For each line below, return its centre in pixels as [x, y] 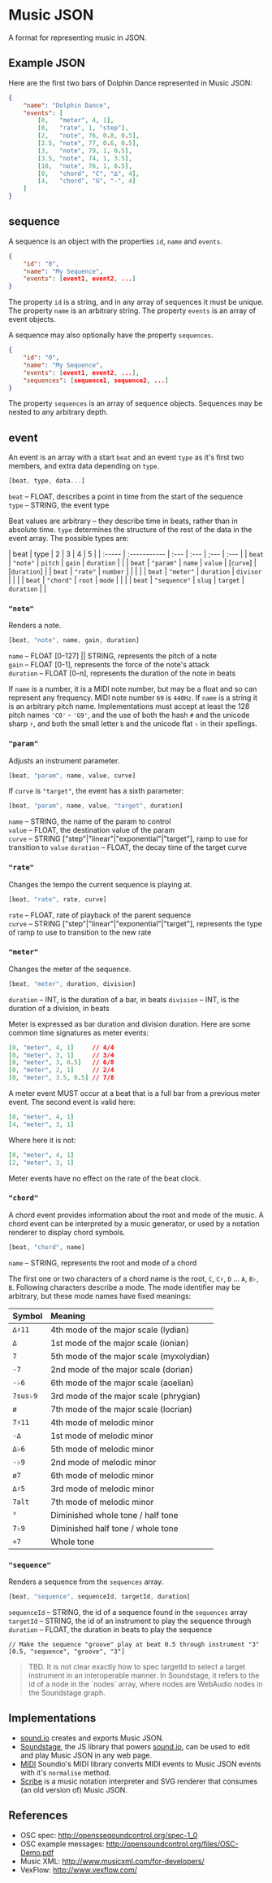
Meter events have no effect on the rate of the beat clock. [105, 1178]
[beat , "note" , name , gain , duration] [74, 640]
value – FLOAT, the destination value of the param [92, 830]
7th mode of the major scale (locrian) [121, 1409]
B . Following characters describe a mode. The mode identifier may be [125, 1287]
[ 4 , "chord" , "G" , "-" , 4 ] [87, 181]
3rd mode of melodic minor [102, 1489]
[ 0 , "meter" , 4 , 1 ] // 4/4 [61, 1047]
